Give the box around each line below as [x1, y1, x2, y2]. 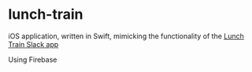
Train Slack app [8, 39, 59, 49]
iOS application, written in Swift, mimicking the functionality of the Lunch [8, 31, 244, 41]
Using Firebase [8, 55, 57, 64]
